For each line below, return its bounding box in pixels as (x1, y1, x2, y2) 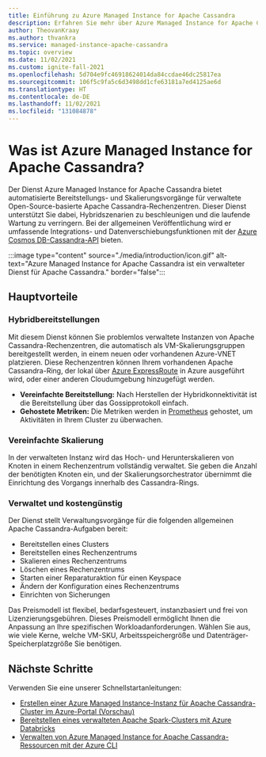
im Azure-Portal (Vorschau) (44, 707, 135, 717)
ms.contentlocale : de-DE (8, 93, 90, 101)
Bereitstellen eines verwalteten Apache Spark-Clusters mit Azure (19, 715, 232, 725)
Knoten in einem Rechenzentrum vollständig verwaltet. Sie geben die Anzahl (8, 461, 257, 470)
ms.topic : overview (8, 48, 73, 56)
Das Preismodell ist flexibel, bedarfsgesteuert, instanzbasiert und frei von (8, 606, 248, 615)
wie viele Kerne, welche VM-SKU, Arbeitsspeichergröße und (8, 631, 205, 640)
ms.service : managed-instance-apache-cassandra (8, 41, 169, 49)
